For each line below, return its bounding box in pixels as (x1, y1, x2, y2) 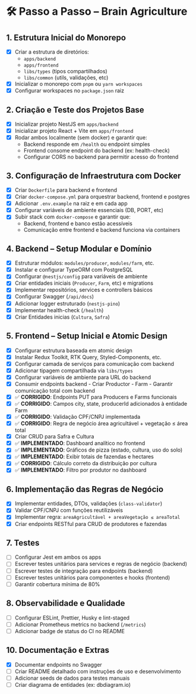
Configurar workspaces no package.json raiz (14, 87, 125, 94)
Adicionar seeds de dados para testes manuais (14, 674, 130, 681)
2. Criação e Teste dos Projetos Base (6, 105, 144, 115)
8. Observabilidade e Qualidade (6, 598, 125, 608)
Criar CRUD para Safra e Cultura (14, 433, 94, 440)
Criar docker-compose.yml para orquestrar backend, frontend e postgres (14, 193, 190, 200)
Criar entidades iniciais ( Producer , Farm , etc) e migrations (14, 279, 153, 287)
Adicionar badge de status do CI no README (14, 627, 125, 634)
